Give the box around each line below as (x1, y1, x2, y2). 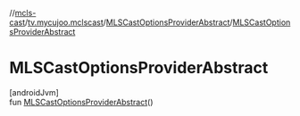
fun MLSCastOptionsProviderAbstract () (9, 96, 154, 107)
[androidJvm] (9, 87, 60, 97)
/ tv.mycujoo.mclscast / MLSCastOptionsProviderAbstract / (24, 17, 234, 28)
